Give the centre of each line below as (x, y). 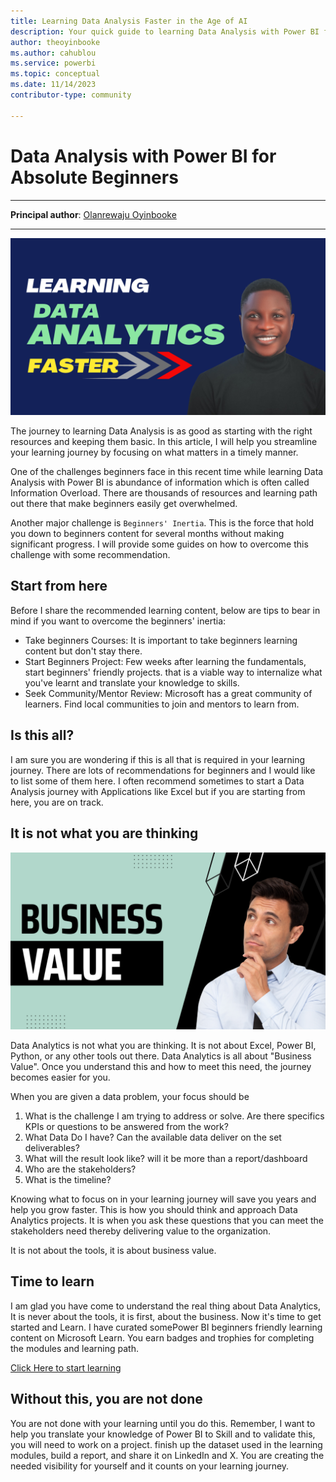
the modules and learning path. (74, 1348)
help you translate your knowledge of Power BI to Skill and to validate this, (163, 1434)
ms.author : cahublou (53, 53)
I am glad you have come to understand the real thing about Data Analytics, (165, 1306)
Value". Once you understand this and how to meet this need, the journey (161, 1066)
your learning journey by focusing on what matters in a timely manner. (154, 452)
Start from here (59, 586)
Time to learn (52, 1281)
